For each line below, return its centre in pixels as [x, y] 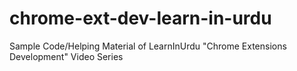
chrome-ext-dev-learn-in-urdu [140, 18]
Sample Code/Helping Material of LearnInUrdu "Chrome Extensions [148, 46]
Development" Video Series [66, 56]
